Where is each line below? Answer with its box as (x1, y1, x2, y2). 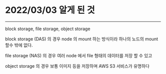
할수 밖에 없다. (5, 42, 33, 48)
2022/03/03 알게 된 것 (5, 4, 95, 16)
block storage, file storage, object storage (5, 26, 90, 32)
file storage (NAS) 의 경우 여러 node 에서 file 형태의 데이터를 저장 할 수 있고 (5, 52, 152, 58)
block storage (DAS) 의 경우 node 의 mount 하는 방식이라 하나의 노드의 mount (5, 36, 158, 42)
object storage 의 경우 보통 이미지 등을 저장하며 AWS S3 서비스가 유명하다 (5, 63, 150, 69)
